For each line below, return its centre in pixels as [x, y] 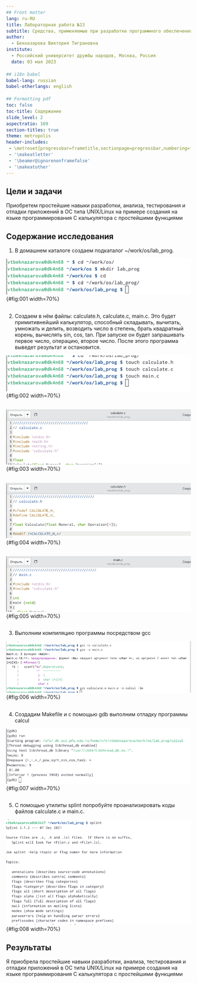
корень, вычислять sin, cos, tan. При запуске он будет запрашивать [99, 335]
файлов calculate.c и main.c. [50, 811]
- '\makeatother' [30, 167]
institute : [19, 50]
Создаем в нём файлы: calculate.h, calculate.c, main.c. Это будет [95, 316]
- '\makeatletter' [31, 155]
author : [16, 37]
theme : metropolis [28, 136]
